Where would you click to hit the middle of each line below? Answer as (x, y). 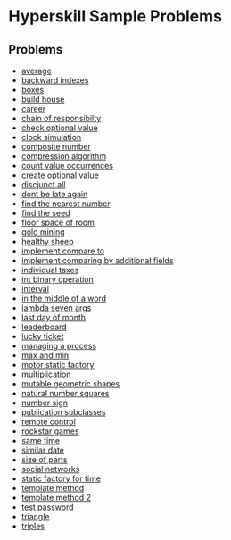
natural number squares (65, 393)
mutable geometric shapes (70, 384)
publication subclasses (63, 412)
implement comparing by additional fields (98, 260)
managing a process (59, 346)
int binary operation (58, 279)
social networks (50, 469)
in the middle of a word (64, 298)
